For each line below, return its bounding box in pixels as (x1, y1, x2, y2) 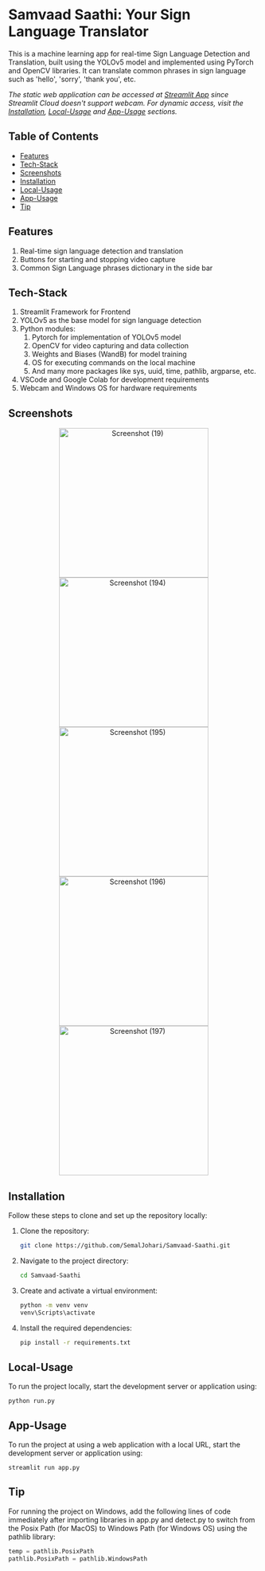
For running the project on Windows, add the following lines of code (8, 1506, 232, 1516)
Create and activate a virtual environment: (19, 1286, 158, 1295)
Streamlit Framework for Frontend (19, 307, 131, 316)
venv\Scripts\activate (19, 1309, 95, 1317)
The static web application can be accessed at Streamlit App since (8, 89, 229, 99)
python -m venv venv (19, 1301, 88, 1309)
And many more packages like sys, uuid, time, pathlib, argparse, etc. (31, 367, 256, 376)
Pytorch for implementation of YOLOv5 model (31, 332, 181, 342)
